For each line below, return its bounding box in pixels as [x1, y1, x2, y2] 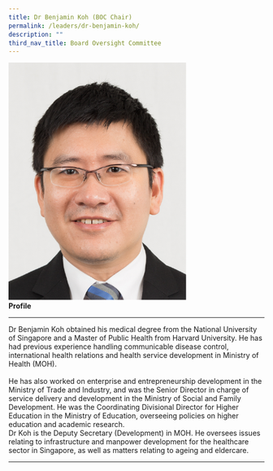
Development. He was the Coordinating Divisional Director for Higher [8, 402, 239, 412]
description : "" [8, 30, 63, 38]
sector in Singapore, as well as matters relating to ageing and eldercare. [8, 445, 249, 455]
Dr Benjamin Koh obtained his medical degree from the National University [8, 324, 258, 334]
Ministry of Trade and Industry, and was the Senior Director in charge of [8, 385, 249, 395]
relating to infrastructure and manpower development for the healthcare [8, 436, 249, 447]
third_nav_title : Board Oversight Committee [8, 39, 162, 47]
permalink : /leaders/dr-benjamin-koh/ [8, 21, 140, 30]
